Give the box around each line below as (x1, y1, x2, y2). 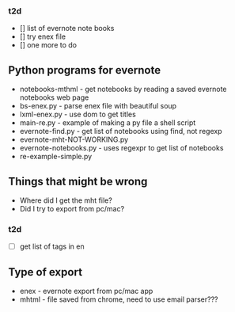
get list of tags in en (19, 242, 85, 251)
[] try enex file (19, 32, 66, 41)
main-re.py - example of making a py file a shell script (19, 118, 196, 127)
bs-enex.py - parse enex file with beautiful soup (19, 101, 176, 111)
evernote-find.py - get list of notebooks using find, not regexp (19, 127, 222, 136)
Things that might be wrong (8, 174, 148, 188)
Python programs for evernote (8, 63, 161, 77)
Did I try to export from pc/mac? (19, 204, 125, 213)
